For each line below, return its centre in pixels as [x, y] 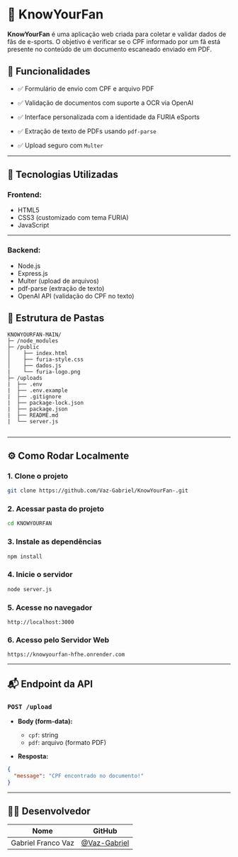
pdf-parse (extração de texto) [61, 288]
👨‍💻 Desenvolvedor [49, 811]
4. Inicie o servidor [40, 575]
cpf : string [43, 735]
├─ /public [23, 347]
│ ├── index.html [38, 353]
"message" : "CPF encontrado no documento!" [79, 775]
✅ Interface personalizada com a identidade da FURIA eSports [109, 117]
